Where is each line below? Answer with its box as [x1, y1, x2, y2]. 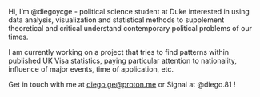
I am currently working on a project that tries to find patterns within [8, 48, 230, 56]
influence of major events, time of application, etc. [8, 64, 174, 74]
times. [8, 32, 29, 41]
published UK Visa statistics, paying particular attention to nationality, [8, 56, 238, 65]
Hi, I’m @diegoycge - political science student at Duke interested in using [8, 7, 250, 16]
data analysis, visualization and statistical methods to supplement [8, 15, 225, 25]
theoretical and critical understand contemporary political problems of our [8, 24, 253, 33]
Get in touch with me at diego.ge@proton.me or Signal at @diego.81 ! [8, 80, 236, 89]
